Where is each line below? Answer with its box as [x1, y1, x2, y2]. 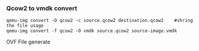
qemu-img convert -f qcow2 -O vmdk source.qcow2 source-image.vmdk [6, 28, 178, 34]
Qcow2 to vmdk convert [6, 4, 77, 12]
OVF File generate [6, 39, 51, 46]
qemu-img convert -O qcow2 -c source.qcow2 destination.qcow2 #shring [6, 18, 194, 24]
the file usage [6, 23, 44, 29]
